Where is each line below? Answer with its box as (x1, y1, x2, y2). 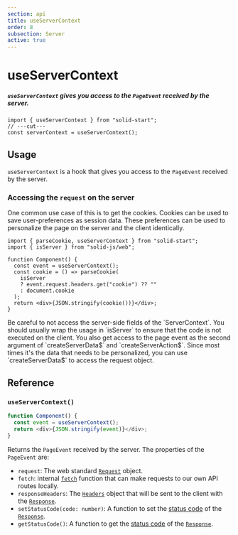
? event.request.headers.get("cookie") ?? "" (20, 281, 158, 288)
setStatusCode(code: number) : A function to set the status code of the (17, 504, 222, 512)
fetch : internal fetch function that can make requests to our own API (17, 474, 219, 482)
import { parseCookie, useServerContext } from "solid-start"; (7, 237, 199, 245)
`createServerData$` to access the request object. (7, 356, 154, 364)
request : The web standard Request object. (17, 466, 144, 475)
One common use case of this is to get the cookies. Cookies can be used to (7, 209, 229, 217)
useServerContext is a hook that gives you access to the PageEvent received (7, 168, 229, 176)
